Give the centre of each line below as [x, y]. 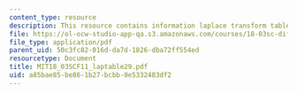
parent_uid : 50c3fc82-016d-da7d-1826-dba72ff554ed [104, 50]
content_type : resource [53, 17]
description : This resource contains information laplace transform [138, 26]
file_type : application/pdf [61, 42]
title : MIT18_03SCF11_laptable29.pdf [79, 67]
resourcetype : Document [53, 58]
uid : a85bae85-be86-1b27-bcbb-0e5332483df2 [91, 75]
